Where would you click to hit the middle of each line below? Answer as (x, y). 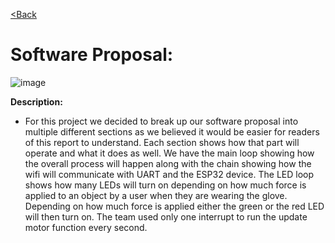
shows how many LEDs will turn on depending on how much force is (165, 185)
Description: (36, 101)
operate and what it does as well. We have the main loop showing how (169, 153)
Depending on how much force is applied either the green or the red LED (174, 206)
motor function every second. (86, 227)
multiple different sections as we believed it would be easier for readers (172, 131)
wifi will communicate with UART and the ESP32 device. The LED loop (169, 174)
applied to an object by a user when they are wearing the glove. (156, 195)
